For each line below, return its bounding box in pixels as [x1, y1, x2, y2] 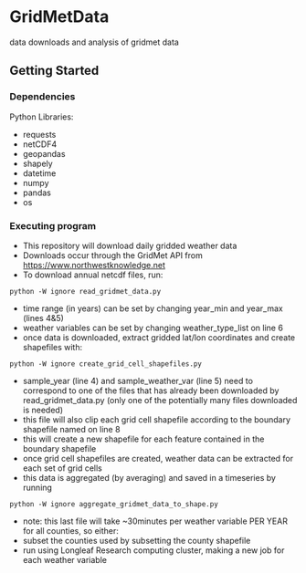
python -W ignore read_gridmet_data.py [9, 286, 162, 296]
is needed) [22, 404, 64, 415]
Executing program [9, 219, 97, 232]
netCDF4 [22, 139, 58, 150]
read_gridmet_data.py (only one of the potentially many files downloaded [22, 394, 298, 405]
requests [22, 129, 57, 140]
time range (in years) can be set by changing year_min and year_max [22, 303, 283, 314]
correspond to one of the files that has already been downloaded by [22, 385, 280, 396]
